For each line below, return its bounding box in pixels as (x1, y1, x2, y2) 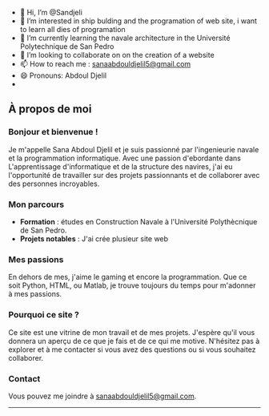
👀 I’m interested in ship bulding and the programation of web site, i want (19, 16, 258, 26)
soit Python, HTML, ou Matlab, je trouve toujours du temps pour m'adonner (8, 281, 256, 290)
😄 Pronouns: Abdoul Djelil (19, 71, 106, 80)
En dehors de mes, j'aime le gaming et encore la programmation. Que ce (8, 273, 247, 282)
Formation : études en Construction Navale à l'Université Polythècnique (19, 216, 258, 226)
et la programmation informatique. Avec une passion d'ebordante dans (8, 153, 242, 163)
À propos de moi (8, 103, 92, 116)
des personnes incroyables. (8, 179, 100, 188)
